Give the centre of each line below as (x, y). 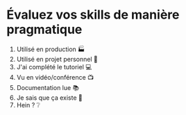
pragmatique (44, 29)
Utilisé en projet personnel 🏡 (57, 59)
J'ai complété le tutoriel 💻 (54, 67)
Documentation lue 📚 (48, 87)
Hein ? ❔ (28, 105)
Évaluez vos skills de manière (93, 15)
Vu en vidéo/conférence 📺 (55, 77)
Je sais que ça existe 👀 (49, 98)
